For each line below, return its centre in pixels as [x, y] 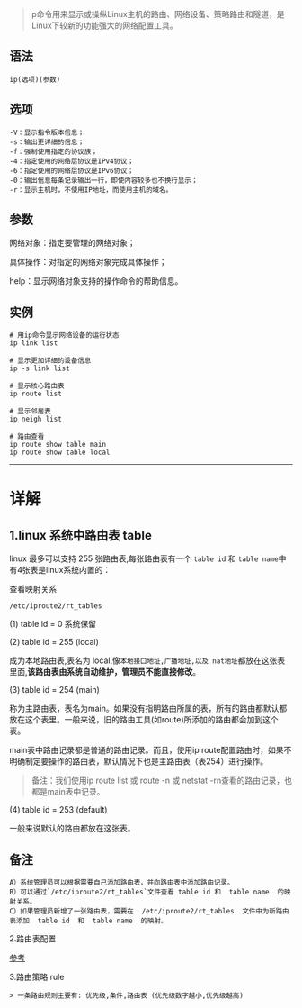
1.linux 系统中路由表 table [81, 535]
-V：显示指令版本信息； [47, 132]
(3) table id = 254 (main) [55, 690]
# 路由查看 [27, 437]
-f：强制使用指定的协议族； [54, 151]
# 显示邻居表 [30, 412]
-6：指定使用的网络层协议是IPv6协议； [72, 170]
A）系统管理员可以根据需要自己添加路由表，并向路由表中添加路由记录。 [122, 883]
